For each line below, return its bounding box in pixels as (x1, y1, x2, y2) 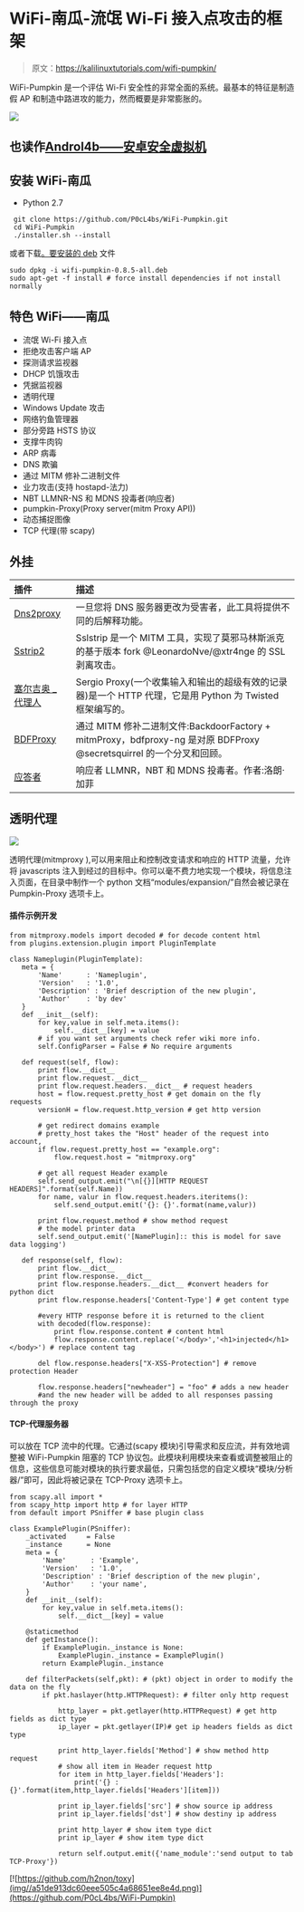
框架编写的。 (75, 703, 131, 716)
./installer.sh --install (13, 231, 111, 240)
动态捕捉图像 (22, 514, 71, 524)
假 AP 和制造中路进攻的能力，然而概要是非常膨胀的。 (9, 92, 207, 104)
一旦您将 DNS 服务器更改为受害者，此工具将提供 (75, 601, 281, 613)
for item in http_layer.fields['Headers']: (57, 1770, 224, 1779)
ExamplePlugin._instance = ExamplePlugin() (57, 1650, 224, 1660)
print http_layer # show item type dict (57, 1825, 213, 1834)
